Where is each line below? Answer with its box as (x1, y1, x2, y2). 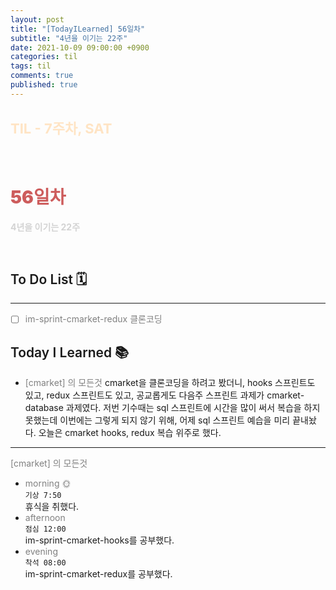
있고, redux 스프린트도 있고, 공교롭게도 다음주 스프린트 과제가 (24, 389, 265, 401)
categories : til (10, 52, 78, 62)
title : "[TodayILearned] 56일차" (10, 24, 146, 34)
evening (24, 546, 58, 558)
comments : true (10, 71, 74, 81)
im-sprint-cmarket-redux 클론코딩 (24, 313, 163, 325)
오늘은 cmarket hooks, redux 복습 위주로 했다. (38, 427, 222, 439)
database (24, 402, 64, 414)
